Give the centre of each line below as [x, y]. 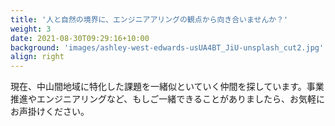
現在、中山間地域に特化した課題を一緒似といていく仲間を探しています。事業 [167, 87]
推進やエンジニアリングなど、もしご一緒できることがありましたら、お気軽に [168, 99]
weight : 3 [31, 29]
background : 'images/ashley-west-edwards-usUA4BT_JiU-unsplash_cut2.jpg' [167, 47]
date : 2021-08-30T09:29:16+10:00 [80, 38]
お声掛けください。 [50, 112]
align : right [37, 57]
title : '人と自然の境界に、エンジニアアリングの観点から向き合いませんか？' [149, 19]
